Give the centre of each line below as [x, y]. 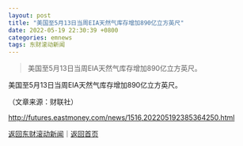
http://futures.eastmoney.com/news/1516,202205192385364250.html [121, 118]
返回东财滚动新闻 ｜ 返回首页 [53, 134]
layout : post [30, 15]
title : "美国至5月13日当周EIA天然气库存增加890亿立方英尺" [96, 23]
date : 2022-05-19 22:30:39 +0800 [63, 30]
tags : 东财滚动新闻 [37, 45]
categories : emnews [40, 37]
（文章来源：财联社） [43, 102]
